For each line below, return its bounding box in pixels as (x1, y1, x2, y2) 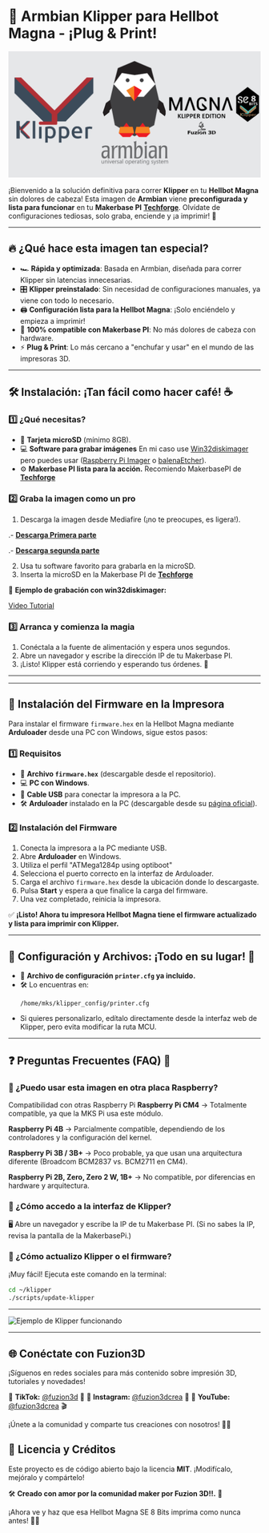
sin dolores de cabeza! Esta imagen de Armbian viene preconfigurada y (8, 194, 248, 204)
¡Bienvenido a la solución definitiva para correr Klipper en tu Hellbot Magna (8, 185, 259, 195)
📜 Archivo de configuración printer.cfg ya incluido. (19, 971, 196, 981)
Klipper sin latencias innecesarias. (19, 275, 133, 284)
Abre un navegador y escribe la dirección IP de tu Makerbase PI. (19, 651, 233, 660)
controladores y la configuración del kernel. (8, 1132, 152, 1142)
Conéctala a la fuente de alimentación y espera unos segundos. (19, 643, 231, 652)
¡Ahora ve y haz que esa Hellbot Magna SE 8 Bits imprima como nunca (8, 1507, 242, 1517)
